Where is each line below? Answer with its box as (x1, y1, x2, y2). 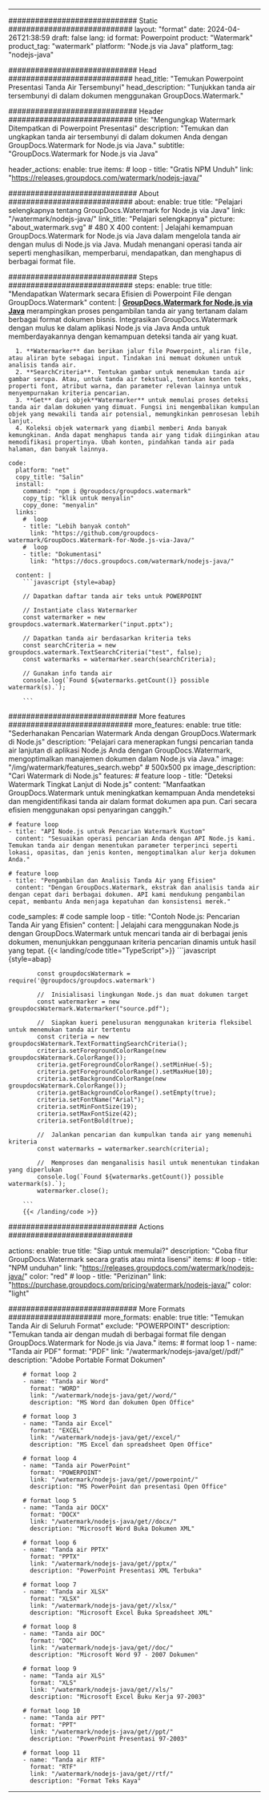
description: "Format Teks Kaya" (29, 1777, 142, 1785)
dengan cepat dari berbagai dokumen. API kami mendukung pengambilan (8, 890, 246, 898)
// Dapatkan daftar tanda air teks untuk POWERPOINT (22, 593, 203, 601)
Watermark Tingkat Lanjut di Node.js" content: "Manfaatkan (8, 780, 206, 789)
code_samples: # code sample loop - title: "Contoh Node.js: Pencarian (8, 912, 240, 921)
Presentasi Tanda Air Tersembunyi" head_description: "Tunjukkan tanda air (8, 82, 256, 92)
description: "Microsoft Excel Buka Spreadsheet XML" (29, 1609, 214, 1617)
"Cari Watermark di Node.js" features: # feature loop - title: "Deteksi (8, 771, 233, 781)
